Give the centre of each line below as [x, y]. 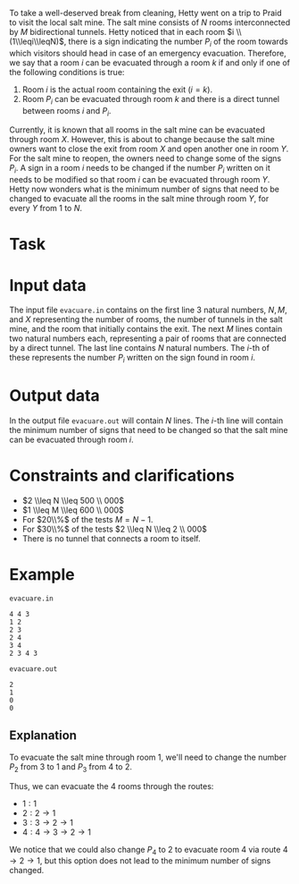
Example [42, 575]
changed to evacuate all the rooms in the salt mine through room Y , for [139, 199]
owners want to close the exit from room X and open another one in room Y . [149, 149]
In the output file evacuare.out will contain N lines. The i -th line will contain [146, 421]
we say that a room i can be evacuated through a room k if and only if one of [150, 63]
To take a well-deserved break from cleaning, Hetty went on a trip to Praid [145, 13]
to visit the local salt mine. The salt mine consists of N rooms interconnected [150, 22]
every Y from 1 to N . [46, 208]
